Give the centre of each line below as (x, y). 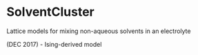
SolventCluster (50, 12)
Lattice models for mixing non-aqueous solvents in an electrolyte (99, 31)
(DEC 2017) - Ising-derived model (54, 44)
